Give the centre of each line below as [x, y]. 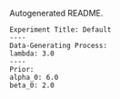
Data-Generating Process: [58, 45]
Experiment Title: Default [60, 30]
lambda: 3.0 [32, 54]
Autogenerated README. [56, 13]
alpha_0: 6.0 [34, 77]
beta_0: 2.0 [32, 85]
